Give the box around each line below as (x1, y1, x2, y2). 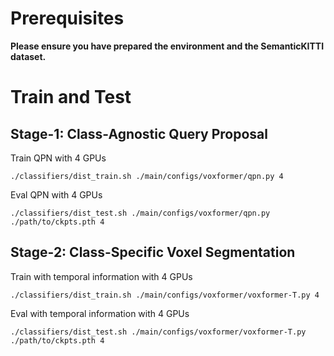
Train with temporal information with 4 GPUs (10, 270, 193, 282)
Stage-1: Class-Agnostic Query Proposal (10, 125, 269, 142)
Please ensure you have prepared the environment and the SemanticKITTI (10, 40, 325, 52)
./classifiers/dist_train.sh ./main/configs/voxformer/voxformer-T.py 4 (10, 290, 320, 300)
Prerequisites (10, 7, 125, 30)
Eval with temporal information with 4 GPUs (10, 307, 190, 319)
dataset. (10, 50, 47, 62)
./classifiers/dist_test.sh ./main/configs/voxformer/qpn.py (10, 208, 271, 218)
